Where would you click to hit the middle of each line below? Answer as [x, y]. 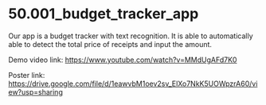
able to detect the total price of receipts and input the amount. [110, 44]
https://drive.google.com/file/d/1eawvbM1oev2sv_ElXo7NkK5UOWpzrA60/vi [133, 84]
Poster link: [27, 75]
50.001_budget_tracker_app [104, 14]
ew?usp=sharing [36, 91]
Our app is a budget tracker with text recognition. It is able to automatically [131, 36]
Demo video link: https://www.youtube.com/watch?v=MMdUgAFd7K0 [123, 60]
